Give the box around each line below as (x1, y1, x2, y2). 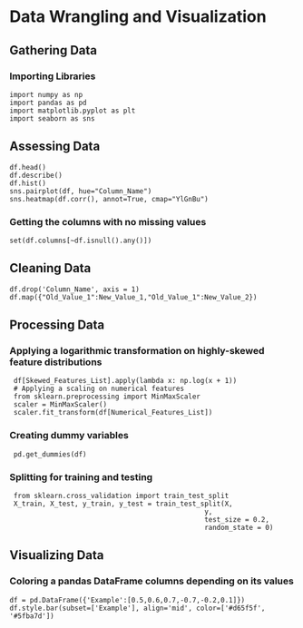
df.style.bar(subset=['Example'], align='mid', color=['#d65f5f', (9, 603, 266, 613)
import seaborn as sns (9, 113, 95, 123)
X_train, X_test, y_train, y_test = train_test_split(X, (13, 499, 233, 509)
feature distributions (9, 356, 103, 368)
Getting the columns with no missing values (9, 215, 207, 228)
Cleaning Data (9, 260, 92, 276)
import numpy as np (9, 90, 83, 99)
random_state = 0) (203, 524, 274, 533)
